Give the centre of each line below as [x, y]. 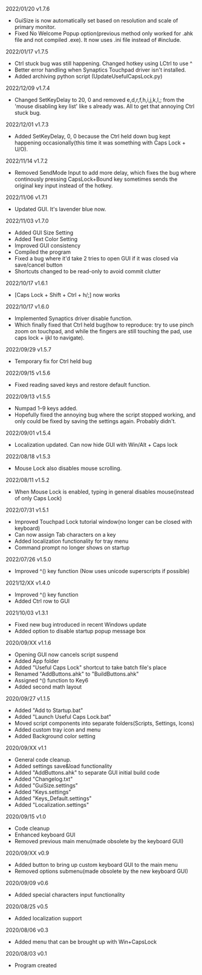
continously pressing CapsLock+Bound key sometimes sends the [96, 179]
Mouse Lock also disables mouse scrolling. [68, 468]
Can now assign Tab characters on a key [65, 535]
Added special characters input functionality [70, 895]
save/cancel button [38, 265]
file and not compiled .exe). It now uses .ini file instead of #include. [98, 40]
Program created [35, 965]
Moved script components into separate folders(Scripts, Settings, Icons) [104, 723]
